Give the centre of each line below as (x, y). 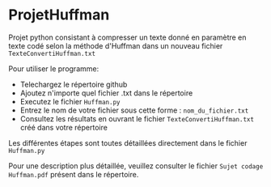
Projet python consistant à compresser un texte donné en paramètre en (127, 37)
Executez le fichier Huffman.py (70, 101)
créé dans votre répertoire (64, 127)
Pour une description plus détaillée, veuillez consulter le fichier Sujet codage (136, 166)
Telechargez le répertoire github (74, 84)
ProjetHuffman (59, 15)
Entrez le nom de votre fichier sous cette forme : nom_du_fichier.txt (134, 110)
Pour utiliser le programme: (54, 68)
